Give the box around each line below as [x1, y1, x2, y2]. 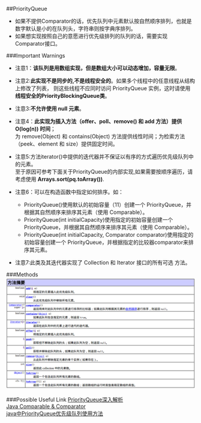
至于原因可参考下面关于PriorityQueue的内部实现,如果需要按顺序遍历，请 [14, 168, 193, 175]
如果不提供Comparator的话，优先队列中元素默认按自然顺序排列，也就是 [14, 17, 192, 25]
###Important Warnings [6, 52, 65, 59]
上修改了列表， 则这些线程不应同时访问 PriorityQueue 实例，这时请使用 [14, 85, 191, 92]
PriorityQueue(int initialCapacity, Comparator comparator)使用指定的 [23, 231, 194, 238]
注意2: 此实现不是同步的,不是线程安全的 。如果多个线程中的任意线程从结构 [14, 78, 196, 84]
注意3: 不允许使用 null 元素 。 [14, 105, 85, 112]
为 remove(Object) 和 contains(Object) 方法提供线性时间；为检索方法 [14, 133, 185, 140]
